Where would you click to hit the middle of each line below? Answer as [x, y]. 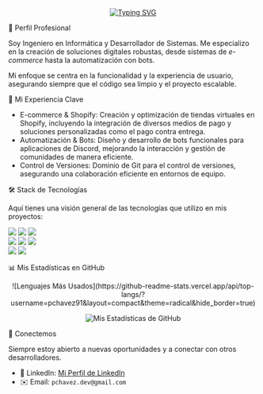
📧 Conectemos [32, 334]
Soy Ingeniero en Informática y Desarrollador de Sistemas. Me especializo [129, 43]
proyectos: [26, 216]
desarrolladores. [35, 357]
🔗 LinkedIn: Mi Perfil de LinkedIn [72, 373]
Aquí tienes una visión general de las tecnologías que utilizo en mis [118, 208]
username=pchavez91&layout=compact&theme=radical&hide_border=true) [133, 303]
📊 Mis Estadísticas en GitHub [57, 268]
